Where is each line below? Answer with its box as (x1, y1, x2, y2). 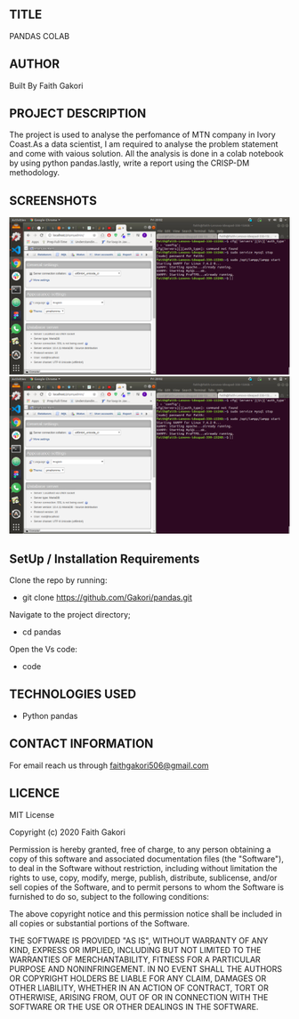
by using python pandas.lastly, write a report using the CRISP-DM (9, 158, 250, 168)
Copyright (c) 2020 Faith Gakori (9, 827, 126, 837)
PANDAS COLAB (9, 30, 69, 41)
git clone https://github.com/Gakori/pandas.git (21, 592, 193, 603)
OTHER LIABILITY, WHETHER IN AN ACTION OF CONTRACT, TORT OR (9, 983, 269, 993)
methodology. (9, 167, 61, 178)
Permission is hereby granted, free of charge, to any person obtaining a (9, 844, 271, 854)
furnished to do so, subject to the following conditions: (9, 891, 209, 902)
